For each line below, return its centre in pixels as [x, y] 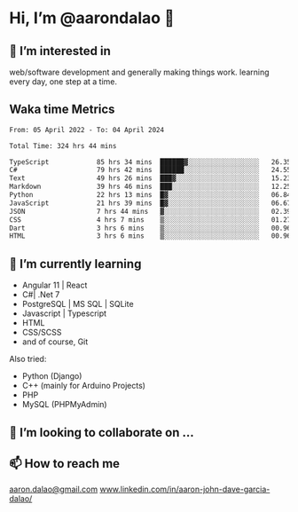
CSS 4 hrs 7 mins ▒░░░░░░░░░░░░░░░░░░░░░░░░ [134, 220]
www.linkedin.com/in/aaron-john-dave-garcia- [185, 489]
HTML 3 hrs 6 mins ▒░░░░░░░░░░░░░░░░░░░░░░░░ [134, 236]
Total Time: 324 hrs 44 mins [63, 146]
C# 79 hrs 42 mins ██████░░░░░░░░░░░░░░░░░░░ [134, 170]
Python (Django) [52, 376]
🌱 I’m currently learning [75, 264]
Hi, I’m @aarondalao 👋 [92, 18]
